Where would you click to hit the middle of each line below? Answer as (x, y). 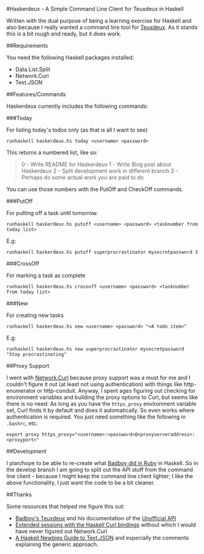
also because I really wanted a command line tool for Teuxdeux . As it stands (102, 27)
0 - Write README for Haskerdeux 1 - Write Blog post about (96, 164)
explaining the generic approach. (57, 544)
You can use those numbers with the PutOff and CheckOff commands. (95, 189)
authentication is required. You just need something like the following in (96, 417)
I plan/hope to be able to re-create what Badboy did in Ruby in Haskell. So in (102, 463)
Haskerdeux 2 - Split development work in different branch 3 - (100, 171)
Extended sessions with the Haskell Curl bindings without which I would (105, 525)
